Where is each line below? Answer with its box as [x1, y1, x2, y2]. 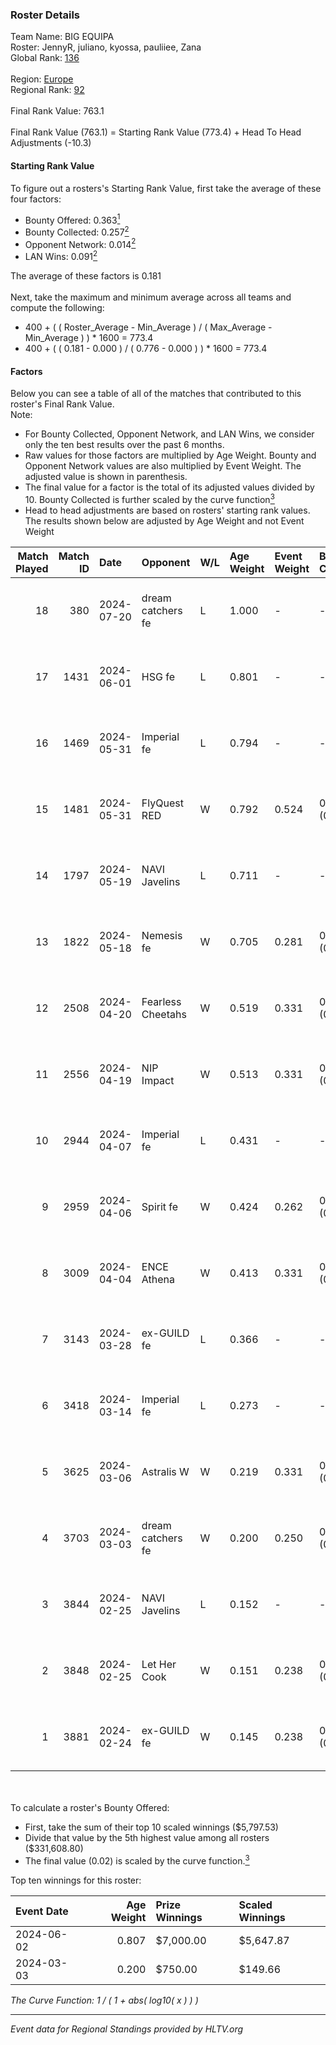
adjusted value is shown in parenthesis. [24, 471, 188, 483]
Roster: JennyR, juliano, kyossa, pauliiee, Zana [10, 41, 202, 53]
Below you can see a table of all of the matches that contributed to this [10, 388, 302, 400]
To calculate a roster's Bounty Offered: [10, 1801, 170, 1813]
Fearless [141, 994, 182, 1008]
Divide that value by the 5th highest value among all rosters [24, 1831, 270, 1843]
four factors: [10, 193, 62, 205]
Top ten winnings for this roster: [10, 1874, 142, 1886]
